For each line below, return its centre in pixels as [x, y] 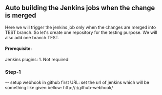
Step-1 [13, 72]
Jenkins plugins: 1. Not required [37, 60]
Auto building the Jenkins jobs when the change [80, 8]
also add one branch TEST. [32, 37]
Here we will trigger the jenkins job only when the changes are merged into [81, 27]
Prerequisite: [19, 48]
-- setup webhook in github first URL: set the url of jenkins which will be [77, 82]
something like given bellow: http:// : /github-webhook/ [59, 88]
